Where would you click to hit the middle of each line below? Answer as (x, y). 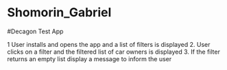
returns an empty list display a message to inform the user (89, 58)
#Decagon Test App (35, 31)
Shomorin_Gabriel (59, 13)
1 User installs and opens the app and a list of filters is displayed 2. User (109, 44)
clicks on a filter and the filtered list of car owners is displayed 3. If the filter (114, 52)
